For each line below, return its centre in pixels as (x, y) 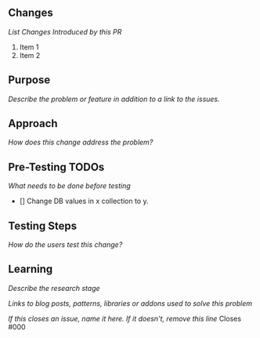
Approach (33, 124)
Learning (31, 269)
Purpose (29, 80)
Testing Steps (43, 225)
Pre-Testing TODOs (56, 167)
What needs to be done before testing (69, 186)
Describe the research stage (54, 288)
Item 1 (29, 47)
